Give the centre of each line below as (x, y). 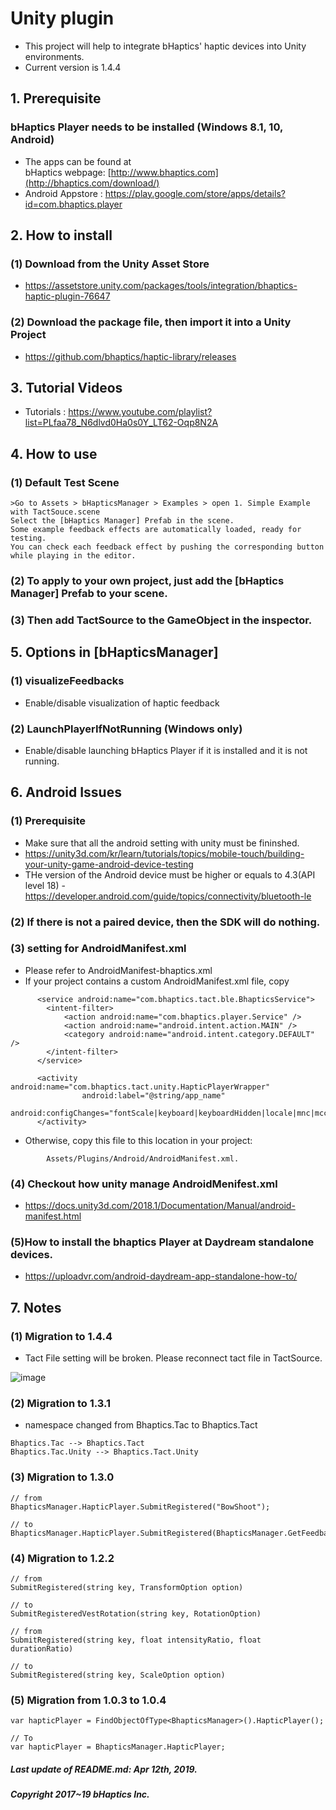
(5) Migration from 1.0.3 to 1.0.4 (88, 1700)
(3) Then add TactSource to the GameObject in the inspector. (161, 620)
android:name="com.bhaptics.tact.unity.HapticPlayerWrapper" (140, 1087)
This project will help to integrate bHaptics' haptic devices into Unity (165, 46)
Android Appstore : (63, 193)
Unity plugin (62, 18)
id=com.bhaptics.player (73, 204)
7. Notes (36, 1307)
